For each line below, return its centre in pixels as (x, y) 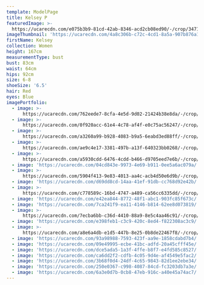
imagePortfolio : (27, 102)
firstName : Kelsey (29, 40)
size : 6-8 (19, 80)
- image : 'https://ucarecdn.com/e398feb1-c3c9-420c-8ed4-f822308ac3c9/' (106, 222)
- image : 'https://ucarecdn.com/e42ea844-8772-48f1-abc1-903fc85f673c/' (106, 199)
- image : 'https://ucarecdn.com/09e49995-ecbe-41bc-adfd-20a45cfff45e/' (106, 244)
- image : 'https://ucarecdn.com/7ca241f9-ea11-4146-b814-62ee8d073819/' (106, 205)
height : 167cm (24, 52)
